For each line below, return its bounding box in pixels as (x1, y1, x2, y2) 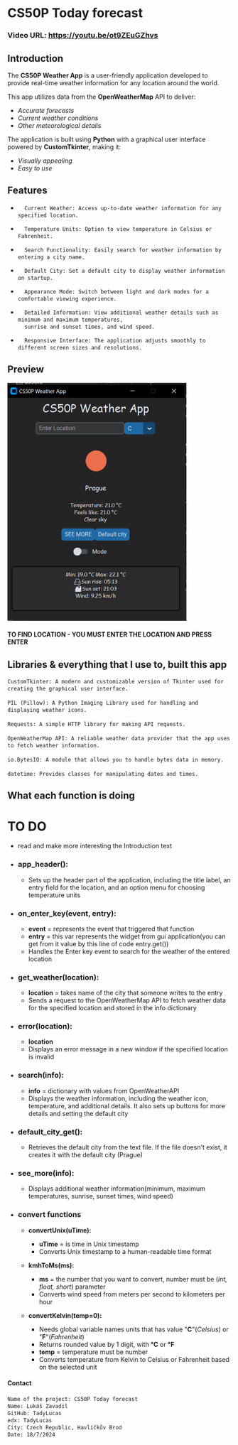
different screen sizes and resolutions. (17, 344, 142, 351)
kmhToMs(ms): (28, 1261, 75, 1270)
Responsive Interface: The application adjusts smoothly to (24, 337, 206, 344)
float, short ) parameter (38, 1282, 106, 1291)
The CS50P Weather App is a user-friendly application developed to (7, 71, 208, 80)
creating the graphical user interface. (7, 685, 129, 692)
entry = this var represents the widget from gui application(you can (28, 932, 226, 941)
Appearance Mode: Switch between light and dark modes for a (24, 288, 210, 296)
